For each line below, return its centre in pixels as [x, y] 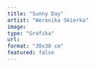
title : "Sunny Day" [36, 14]
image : [17, 27]
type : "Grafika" [31, 33]
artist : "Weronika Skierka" [48, 20]
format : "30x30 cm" [36, 46]
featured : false [31, 53]
